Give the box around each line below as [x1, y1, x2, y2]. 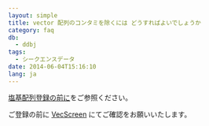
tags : [8, 48, 26, 56]
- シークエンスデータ [15, 56, 75, 64]
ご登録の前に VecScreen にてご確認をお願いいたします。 [8, 109, 192, 119]
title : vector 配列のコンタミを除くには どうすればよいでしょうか [8, 19, 202, 27]
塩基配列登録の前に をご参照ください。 [8, 92, 132, 102]
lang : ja [8, 70, 37, 78]
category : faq [8, 26, 55, 34]
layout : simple [8, 11, 58, 20]
